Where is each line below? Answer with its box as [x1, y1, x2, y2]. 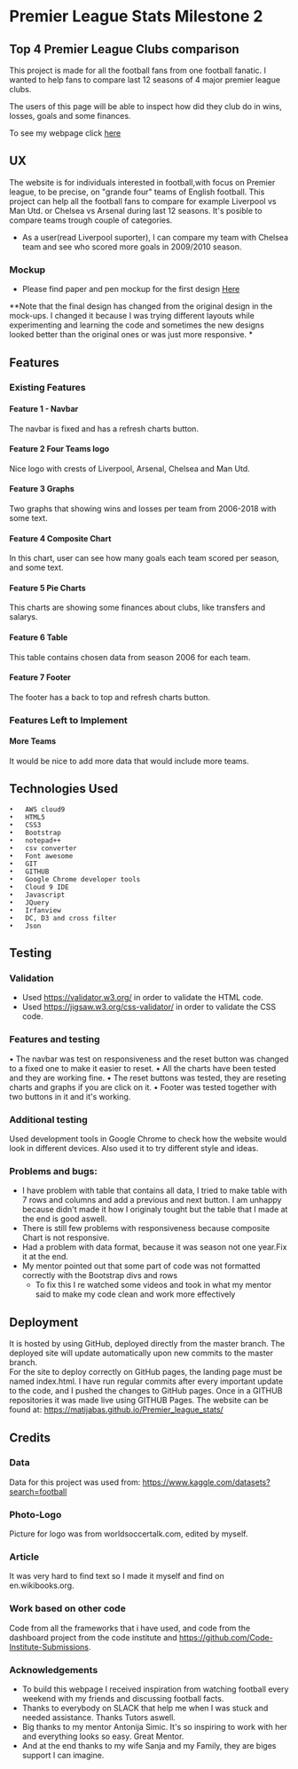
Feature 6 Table [9, 632, 68, 643]
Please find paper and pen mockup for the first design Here [21, 284, 240, 295]
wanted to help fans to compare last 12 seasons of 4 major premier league [9, 75, 281, 85]
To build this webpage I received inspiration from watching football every [21, 1684, 289, 1694]
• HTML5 [9, 812, 46, 822]
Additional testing [9, 1113, 89, 1125]
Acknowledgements [9, 1663, 98, 1676]
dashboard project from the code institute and [9, 1631, 177, 1643]
